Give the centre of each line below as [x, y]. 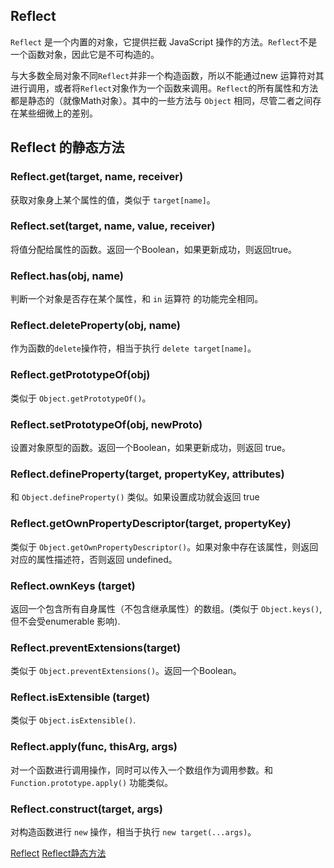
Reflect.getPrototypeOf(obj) [80, 375]
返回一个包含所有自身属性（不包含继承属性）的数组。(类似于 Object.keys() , [166, 608]
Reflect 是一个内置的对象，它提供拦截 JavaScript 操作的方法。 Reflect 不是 [164, 41]
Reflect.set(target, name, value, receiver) [113, 226]
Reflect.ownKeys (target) [73, 586]
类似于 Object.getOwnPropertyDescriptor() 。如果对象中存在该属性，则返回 [164, 546]
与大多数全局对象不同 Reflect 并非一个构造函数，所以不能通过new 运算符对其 [167, 75]
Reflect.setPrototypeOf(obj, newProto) [106, 424]
